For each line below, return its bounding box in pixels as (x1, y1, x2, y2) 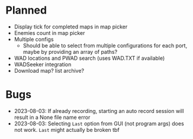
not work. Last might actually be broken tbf (14, 126, 120, 133)
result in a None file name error (14, 114, 91, 121)
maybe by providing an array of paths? (22, 48, 118, 55)
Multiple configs (14, 35, 54, 43)
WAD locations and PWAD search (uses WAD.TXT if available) (14, 54, 165, 62)
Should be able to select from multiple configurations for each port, (22, 42, 188, 49)
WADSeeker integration (14, 60, 72, 68)
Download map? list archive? (14, 67, 85, 74)
